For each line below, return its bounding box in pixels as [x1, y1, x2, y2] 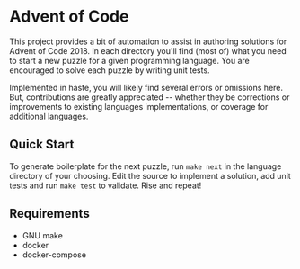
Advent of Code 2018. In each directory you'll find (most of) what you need [9, 45, 287, 56]
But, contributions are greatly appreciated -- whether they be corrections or [9, 92, 290, 103]
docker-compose [22, 249, 87, 260]
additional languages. [9, 111, 89, 121]
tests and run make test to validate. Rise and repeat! [9, 180, 202, 191]
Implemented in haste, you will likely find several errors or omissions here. [9, 82, 284, 93]
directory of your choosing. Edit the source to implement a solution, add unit [9, 170, 292, 181]
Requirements [9, 206, 90, 221]
